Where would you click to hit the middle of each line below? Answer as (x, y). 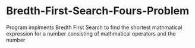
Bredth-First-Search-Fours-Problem (98, 11)
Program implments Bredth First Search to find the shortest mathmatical (94, 27)
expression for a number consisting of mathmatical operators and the (91, 33)
